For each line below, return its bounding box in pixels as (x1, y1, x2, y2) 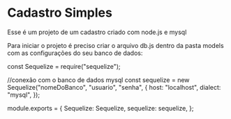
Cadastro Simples (7, 5, 113, 21)
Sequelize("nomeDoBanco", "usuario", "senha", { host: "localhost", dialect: (7, 83, 221, 91)
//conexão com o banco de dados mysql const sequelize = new (7, 75, 190, 84)
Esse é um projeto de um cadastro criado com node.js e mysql (7, 28, 187, 36)
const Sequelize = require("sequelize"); (7, 62, 121, 70)
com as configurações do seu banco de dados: (7, 49, 143, 57)
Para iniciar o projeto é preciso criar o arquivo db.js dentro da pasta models (7, 41, 225, 49)
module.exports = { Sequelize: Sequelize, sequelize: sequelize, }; (7, 104, 194, 112)
